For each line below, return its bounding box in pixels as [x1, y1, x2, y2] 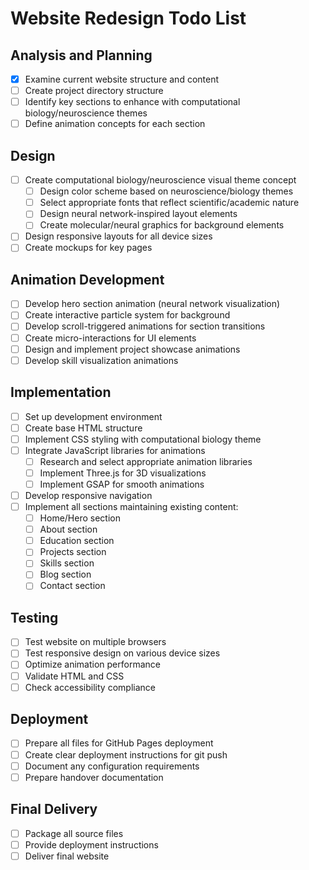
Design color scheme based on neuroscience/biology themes [39, 185, 294, 197]
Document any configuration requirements [24, 760, 200, 772]
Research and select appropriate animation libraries [39, 455, 253, 467]
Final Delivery [10, 801, 98, 818]
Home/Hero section [39, 512, 121, 524]
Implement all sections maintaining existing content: [24, 501, 239, 512]
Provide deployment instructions [24, 838, 159, 851]
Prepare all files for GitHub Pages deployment [24, 737, 214, 749]
